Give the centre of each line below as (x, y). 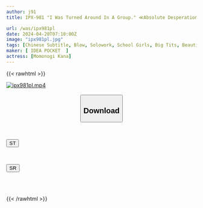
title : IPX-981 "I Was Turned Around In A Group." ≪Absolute (86, 17)
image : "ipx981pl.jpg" (35, 40)
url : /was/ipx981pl (31, 28)
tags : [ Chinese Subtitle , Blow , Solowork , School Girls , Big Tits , (93, 45)
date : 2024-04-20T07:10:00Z (42, 34)
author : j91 (21, 12)
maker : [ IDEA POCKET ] (37, 51)
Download (101, 111)
